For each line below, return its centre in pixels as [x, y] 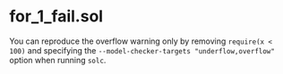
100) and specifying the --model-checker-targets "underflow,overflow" [142, 50]
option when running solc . [58, 60]
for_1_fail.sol [56, 16]
